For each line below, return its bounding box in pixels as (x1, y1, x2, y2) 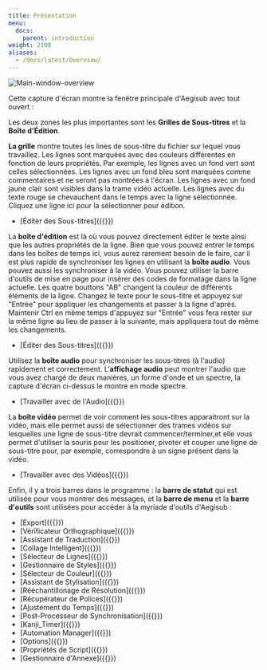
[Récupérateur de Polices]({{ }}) (19, 593, 124, 603)
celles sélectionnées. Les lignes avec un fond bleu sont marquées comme (8, 167, 251, 176)
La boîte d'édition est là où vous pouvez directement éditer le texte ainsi (8, 231, 247, 241)
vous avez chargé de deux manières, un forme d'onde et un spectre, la (8, 372, 241, 382)
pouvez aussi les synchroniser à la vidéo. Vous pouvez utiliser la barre (8, 265, 239, 275)
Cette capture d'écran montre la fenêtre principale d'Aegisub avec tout (8, 93, 241, 103)
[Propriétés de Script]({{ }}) (19, 644, 108, 654)
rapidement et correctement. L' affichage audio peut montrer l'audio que (8, 364, 246, 373)
